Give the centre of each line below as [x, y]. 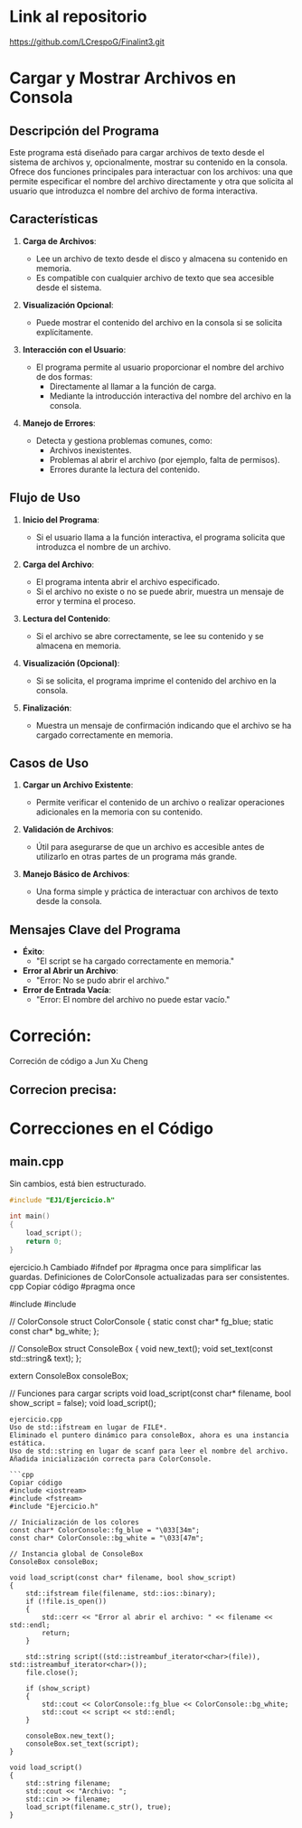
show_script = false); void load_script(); [83, 1402]
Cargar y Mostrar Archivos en [123, 78]
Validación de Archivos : [68, 830]
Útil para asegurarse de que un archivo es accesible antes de [150, 847]
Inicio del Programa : [61, 519]
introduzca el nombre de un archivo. [104, 547]
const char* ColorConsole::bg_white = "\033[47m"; [107, 1538]
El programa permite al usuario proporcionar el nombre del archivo [160, 367]
